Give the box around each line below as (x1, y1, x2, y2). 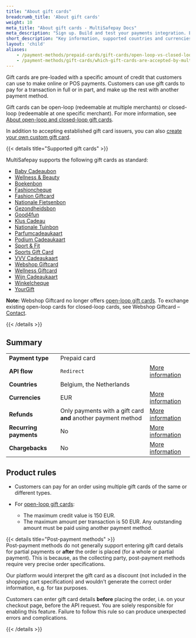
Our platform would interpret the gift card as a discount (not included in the (6, 572, 187, 579)
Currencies (9, 394, 41, 402)
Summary (6, 337, 43, 347)
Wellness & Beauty (14, 174, 60, 181)
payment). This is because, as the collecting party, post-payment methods (6, 554, 185, 561)
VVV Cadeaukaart (14, 254, 58, 261)
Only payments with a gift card (60, 407, 144, 415)
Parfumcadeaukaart (14, 229, 63, 237)
